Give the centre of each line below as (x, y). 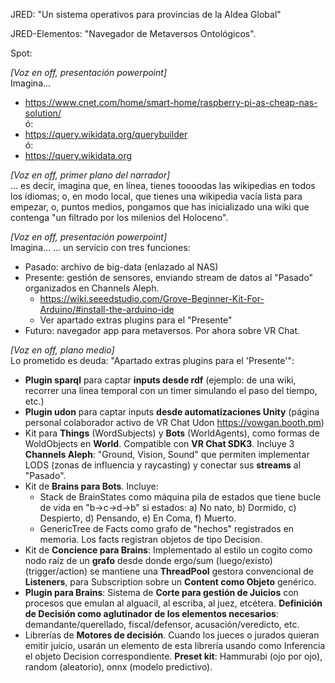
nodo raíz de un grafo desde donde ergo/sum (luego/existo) (148, 560)
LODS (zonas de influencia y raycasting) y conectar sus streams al (163, 465)
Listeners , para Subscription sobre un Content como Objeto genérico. (170, 582)
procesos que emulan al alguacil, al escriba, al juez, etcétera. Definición (173, 603)
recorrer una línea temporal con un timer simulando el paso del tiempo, (171, 390)
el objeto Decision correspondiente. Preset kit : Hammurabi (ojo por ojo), (173, 656)
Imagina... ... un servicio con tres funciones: (100, 247)
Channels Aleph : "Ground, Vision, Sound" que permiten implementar (167, 454)
